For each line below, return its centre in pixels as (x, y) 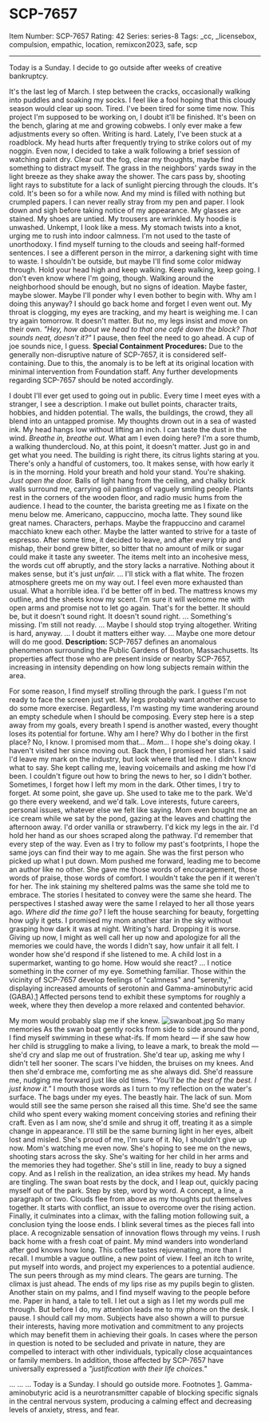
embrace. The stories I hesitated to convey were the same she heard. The (131, 895)
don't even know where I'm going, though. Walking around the (111, 278)
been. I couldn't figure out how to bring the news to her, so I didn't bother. (131, 776)
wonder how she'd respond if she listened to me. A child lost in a (115, 954)
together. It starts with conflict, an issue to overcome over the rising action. (133, 1207)
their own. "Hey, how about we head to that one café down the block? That (133, 329)
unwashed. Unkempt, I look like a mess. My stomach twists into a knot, (125, 227)
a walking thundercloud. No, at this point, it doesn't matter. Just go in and (130, 446)
